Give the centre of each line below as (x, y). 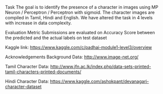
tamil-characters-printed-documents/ (43, 72)
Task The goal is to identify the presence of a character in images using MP (82, 7)
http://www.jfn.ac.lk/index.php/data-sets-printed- (100, 67)
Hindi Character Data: (27, 81)
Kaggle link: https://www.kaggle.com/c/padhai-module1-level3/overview (79, 47)
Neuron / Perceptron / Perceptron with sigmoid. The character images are (80, 12)
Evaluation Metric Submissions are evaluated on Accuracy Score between (80, 32)
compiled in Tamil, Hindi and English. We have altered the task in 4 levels (79, 18)
